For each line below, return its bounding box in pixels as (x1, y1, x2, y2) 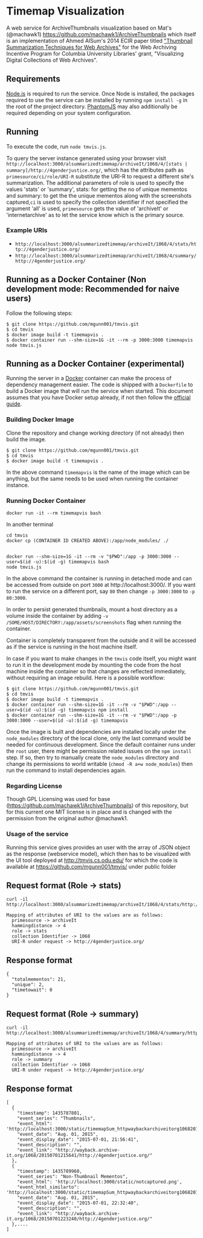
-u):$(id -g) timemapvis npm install (33, 707, 129, 713)
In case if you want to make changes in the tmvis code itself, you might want (6, 655, 197, 663)
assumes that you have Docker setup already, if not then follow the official (6, 394, 191, 401)
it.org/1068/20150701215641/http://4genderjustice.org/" (6, 1152, 153, 1158)
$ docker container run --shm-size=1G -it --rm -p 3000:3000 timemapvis (6, 337, 193, 343)
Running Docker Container (6, 496, 86, 505)
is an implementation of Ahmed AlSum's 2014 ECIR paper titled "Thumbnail (6, 37, 193, 44)
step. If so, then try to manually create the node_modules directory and (6, 754, 179, 761)
